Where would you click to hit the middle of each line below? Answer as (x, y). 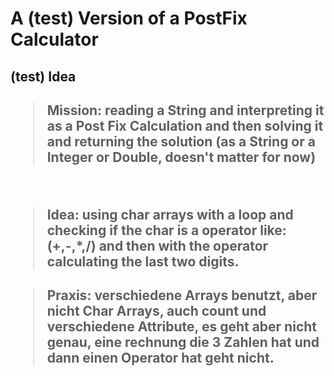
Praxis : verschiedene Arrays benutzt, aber (182, 295)
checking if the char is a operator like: (166, 230)
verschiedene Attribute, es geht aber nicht (182, 327)
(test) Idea (43, 76)
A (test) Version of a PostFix (129, 18)
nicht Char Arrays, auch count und (156, 311)
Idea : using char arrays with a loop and (170, 214)
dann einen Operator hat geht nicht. (160, 358)
